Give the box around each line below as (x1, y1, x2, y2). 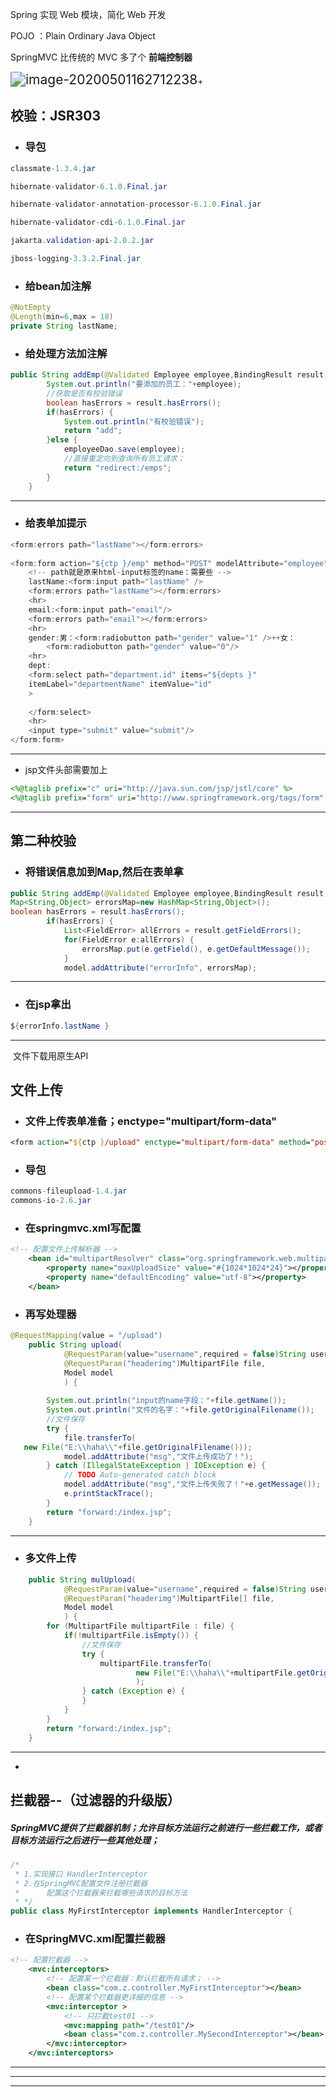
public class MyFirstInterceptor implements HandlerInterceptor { (10, 1906, 293, 1917)
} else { (46, 435, 78, 445)
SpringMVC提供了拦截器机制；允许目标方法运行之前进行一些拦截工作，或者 (10, 1821, 323, 1833)
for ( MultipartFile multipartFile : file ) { (46, 1621, 235, 1632)
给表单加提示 (24, 516, 87, 530)
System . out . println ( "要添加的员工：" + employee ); (46, 379, 242, 390)
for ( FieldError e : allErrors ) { (63, 934, 195, 945)
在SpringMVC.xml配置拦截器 (24, 1932, 166, 1946)
